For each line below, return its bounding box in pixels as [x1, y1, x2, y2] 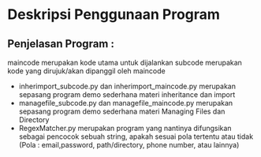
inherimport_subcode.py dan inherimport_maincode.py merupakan [18, 81, 236, 91]
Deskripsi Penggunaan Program [7, 6, 220, 24]
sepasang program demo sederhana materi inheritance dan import [18, 90, 236, 99]
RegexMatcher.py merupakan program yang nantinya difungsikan [18, 124, 232, 133]
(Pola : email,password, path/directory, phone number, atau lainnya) [18, 140, 240, 149]
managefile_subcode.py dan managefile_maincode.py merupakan [18, 99, 233, 107]
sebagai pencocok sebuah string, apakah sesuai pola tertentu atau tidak [18, 132, 254, 141]
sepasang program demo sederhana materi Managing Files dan [18, 107, 226, 116]
